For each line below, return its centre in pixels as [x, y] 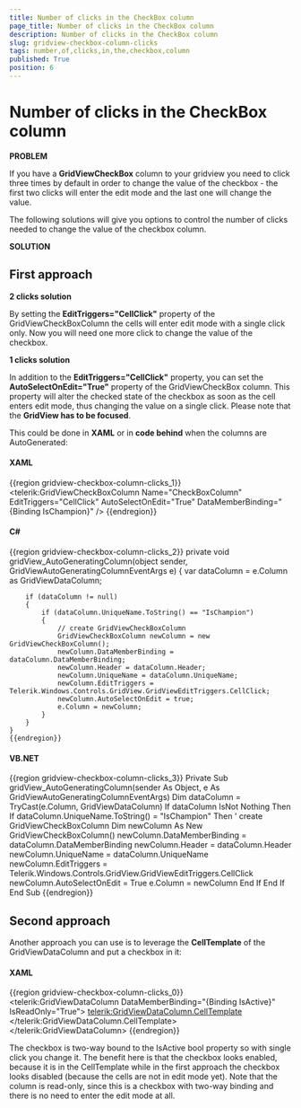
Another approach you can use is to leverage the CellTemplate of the [138, 943]
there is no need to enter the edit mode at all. [92, 1095]
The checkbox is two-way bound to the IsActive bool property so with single [150, 1048]
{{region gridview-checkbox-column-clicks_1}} [95, 482]
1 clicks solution [39, 359]
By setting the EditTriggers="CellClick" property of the [112, 313]
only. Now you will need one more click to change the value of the [131, 332]
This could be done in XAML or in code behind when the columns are [138, 433]
